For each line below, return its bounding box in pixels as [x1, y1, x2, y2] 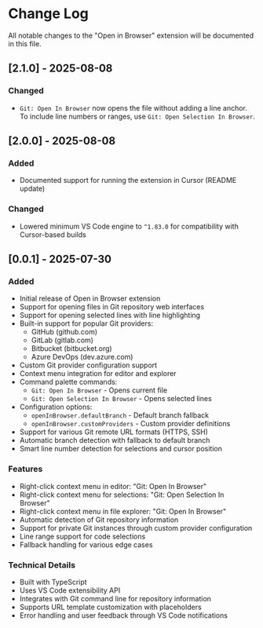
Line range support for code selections [19, 531, 146, 541]
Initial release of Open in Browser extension [19, 294, 161, 303]
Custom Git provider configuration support [19, 360, 158, 370]
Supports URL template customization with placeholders [19, 602, 202, 612]
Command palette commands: [19, 378, 118, 387]
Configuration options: [19, 402, 93, 412]
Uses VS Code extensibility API [19, 586, 121, 595]
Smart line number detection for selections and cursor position [19, 444, 222, 454]
